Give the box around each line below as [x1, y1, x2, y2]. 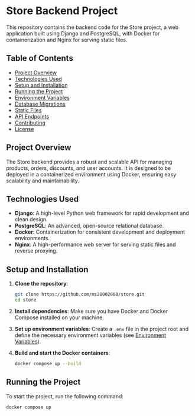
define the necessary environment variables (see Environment [14, 332, 167, 339]
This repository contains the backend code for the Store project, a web [6, 24, 179, 31]
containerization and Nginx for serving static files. [6, 36, 128, 43]
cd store [14, 297, 37, 303]
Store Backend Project [6, 4, 118, 18]
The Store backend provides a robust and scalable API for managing [6, 158, 173, 165]
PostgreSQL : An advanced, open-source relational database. [14, 222, 164, 230]
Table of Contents [6, 53, 74, 63]
